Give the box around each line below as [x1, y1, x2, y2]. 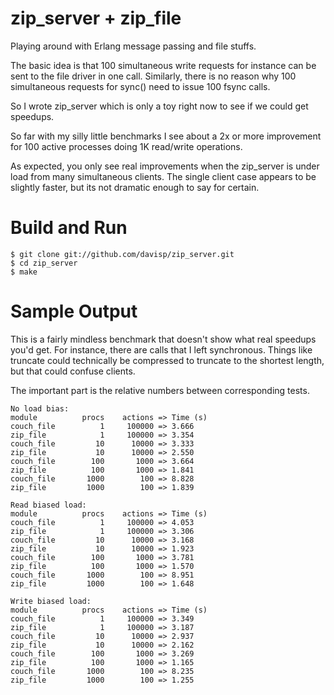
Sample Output [10, 300, 138, 323]
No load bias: [10, 403, 70, 414]
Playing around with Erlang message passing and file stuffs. [10, 40, 257, 52]
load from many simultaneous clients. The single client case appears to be [10, 170, 317, 182]
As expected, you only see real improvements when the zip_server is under [10, 160, 320, 172]
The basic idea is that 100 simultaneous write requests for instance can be [10, 59, 317, 71]
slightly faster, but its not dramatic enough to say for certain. [10, 181, 260, 193]
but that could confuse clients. [10, 365, 136, 377]
